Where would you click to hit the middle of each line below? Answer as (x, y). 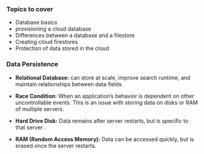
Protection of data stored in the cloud (62, 48)
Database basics (36, 23)
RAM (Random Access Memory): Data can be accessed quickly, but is (104, 139)
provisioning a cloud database (53, 29)
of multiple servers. (39, 109)
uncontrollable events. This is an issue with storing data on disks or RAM (107, 102)
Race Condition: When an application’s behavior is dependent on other (104, 96)
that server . (31, 127)
